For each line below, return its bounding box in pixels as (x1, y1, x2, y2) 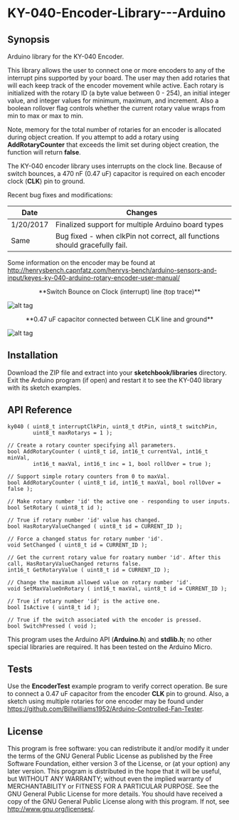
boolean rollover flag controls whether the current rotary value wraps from (7, 104, 225, 112)
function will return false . (7, 148, 82, 156)
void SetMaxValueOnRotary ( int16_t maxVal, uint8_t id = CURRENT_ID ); (7, 585, 228, 592)
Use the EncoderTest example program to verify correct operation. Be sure (7, 682, 228, 690)
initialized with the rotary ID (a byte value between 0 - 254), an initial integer (7, 89, 230, 97)
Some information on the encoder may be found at (7, 259, 156, 266)
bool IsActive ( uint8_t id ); (7, 603, 100, 611)
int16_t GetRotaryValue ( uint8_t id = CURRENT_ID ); (7, 566, 171, 574)
